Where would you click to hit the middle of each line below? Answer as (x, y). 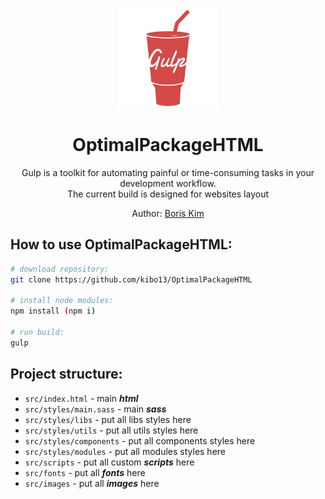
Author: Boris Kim (168, 213)
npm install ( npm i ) (53, 311)
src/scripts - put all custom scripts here (109, 462)
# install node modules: (62, 301)
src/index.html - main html (81, 398)
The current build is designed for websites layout (168, 194)
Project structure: (66, 374)
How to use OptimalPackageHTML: (121, 244)
